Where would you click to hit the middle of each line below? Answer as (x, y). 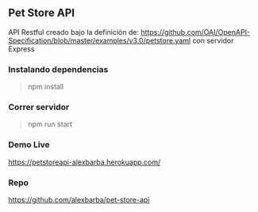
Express (21, 49)
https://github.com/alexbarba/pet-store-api (79, 200)
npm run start (50, 124)
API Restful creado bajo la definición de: (73, 32)
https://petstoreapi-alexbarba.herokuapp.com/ (85, 162)
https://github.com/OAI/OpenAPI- (195, 32)
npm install (46, 87)
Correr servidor (39, 108)
